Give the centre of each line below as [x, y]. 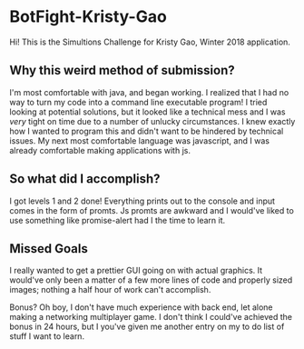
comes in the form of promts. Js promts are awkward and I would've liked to [152, 210]
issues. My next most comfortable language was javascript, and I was [140, 140]
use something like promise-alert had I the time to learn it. [118, 220]
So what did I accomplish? [85, 179]
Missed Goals [49, 249]
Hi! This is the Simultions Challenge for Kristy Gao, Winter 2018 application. [150, 42]
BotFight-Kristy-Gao [88, 17]
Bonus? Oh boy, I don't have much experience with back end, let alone [141, 307]
